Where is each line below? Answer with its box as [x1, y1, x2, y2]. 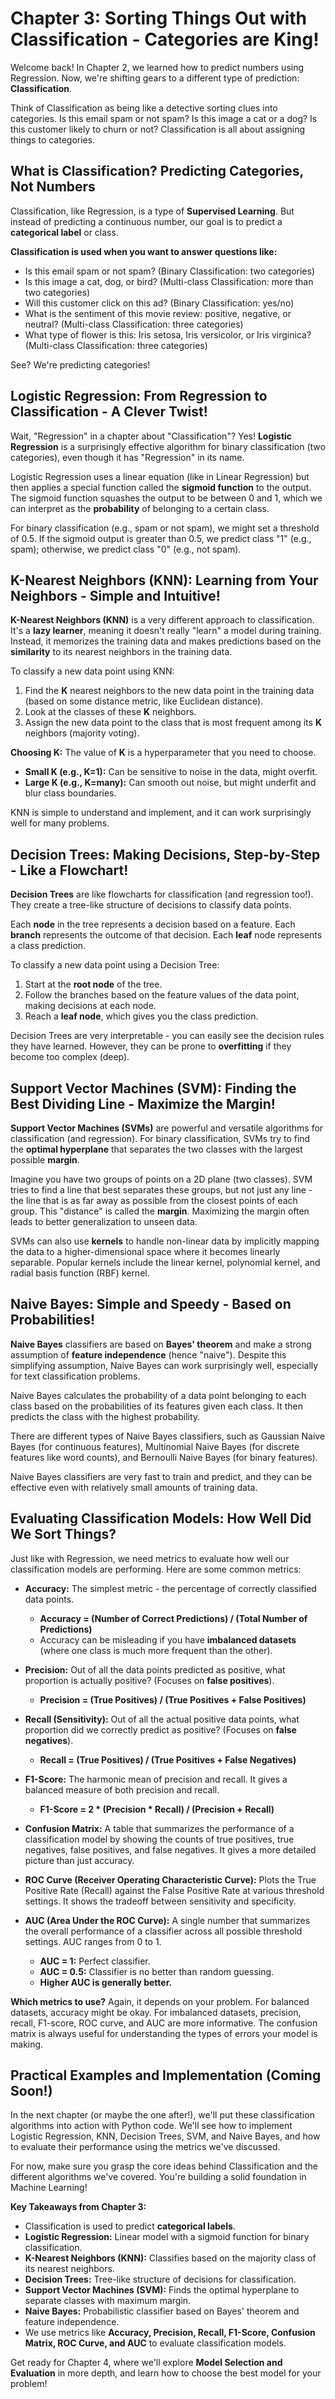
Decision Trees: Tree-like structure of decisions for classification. [24, 2273, 297, 2286]
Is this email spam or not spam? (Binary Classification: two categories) [24, 265, 315, 277]
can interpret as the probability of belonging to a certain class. [10, 502, 270, 514]
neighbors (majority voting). [24, 727, 140, 739]
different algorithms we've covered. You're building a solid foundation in [10, 2171, 307, 2183]
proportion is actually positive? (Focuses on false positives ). [24, 1674, 275, 1686]
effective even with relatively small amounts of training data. [10, 1481, 258, 1493]
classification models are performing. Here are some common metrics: [10, 1563, 302, 1575]
